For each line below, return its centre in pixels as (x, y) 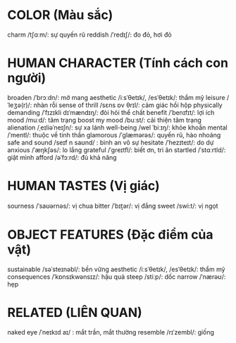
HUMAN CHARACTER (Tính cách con (118, 63)
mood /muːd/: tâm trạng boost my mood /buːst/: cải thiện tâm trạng (105, 120)
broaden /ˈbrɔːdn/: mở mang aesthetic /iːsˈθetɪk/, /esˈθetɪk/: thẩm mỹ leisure (116, 97)
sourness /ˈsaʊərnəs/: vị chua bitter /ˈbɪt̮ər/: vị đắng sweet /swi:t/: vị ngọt (113, 206)
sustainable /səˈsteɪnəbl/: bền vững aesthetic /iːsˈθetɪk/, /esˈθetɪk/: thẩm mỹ (116, 269)
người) (27, 78)
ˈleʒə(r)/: (20, 105)
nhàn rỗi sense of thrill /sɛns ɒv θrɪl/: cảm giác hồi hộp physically (128, 105)
